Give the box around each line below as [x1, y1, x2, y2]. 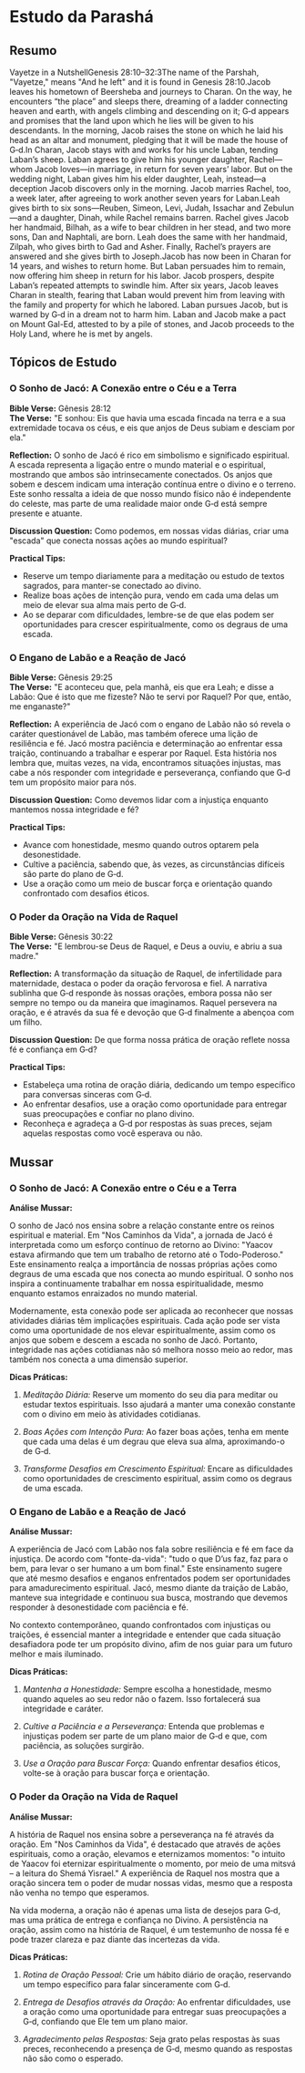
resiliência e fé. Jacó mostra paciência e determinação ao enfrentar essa [9, 737, 283, 748]
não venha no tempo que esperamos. [9, 1887, 150, 1898]
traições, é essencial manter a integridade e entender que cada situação [9, 1629, 281, 1640]
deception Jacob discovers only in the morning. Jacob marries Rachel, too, [9, 183, 291, 193]
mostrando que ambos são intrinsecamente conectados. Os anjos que [9, 469, 273, 480]
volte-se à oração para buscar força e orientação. [22, 1768, 210, 1779]
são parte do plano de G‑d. [22, 868, 125, 879]
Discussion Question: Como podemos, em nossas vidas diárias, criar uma [9, 525, 290, 536]
